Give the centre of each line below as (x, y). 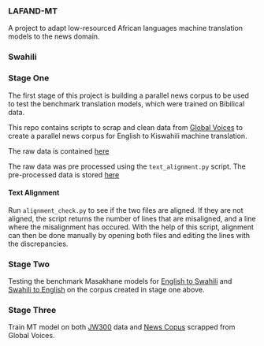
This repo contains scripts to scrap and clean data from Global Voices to (125, 127)
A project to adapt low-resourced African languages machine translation (125, 28)
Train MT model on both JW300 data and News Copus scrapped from (122, 327)
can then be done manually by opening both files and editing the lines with (129, 235)
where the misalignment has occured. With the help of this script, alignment (131, 227)
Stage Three (32, 310)
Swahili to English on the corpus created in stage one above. (106, 290)
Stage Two (29, 264)
